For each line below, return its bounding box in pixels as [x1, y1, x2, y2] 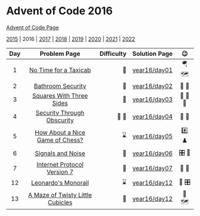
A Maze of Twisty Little [28, 191, 92, 199]
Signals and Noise [35, 149, 85, 158]
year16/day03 [132, 95, 173, 104]
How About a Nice [35, 128, 86, 136]
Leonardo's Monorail [31, 179, 89, 187]
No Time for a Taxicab [29, 65, 91, 74]
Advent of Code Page [6, 24, 60, 31]
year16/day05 [132, 132, 173, 140]
